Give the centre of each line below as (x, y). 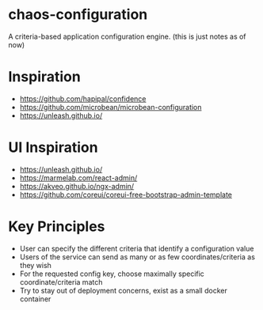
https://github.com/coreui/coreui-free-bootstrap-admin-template (126, 195)
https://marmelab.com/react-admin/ (78, 178)
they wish (35, 265)
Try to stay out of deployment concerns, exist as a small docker (123, 290)
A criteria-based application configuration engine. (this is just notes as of (128, 36)
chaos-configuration (78, 15)
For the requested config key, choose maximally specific (112, 274)
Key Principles (57, 226)
